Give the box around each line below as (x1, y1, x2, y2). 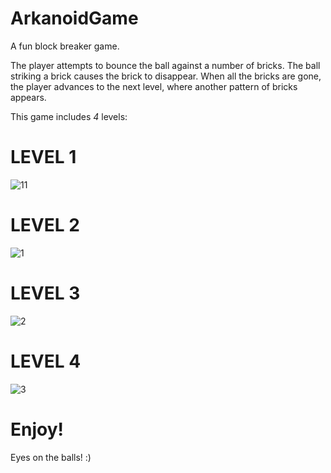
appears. (10, 91, 47, 103)
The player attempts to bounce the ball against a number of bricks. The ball (10, 59, 321, 71)
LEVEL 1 (10, 146, 77, 169)
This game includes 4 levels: (10, 110, 128, 122)
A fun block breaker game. (10, 40, 120, 52)
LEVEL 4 (10, 350, 82, 372)
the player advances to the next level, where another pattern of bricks (10, 80, 298, 92)
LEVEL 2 (10, 214, 80, 237)
